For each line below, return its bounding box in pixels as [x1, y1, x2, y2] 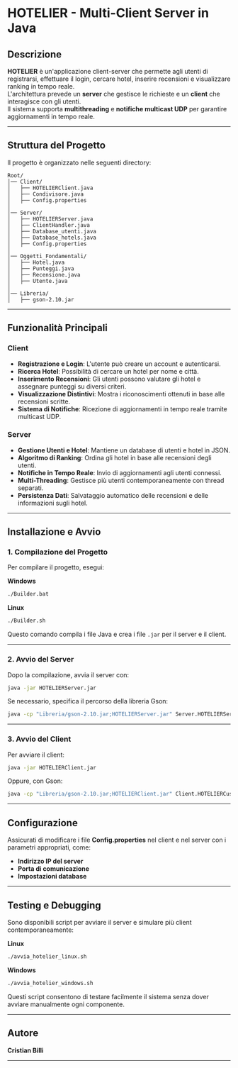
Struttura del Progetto [7, 140, 106, 152]
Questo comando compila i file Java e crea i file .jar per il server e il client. [7, 630, 227, 639]
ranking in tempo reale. [7, 82, 75, 90]
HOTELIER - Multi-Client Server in [7, 5, 209, 21]
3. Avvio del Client [7, 734, 72, 744]
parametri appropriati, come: [7, 843, 91, 852]
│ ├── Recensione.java [7, 271, 81, 278]
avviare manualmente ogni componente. [7, 1000, 125, 1008]
